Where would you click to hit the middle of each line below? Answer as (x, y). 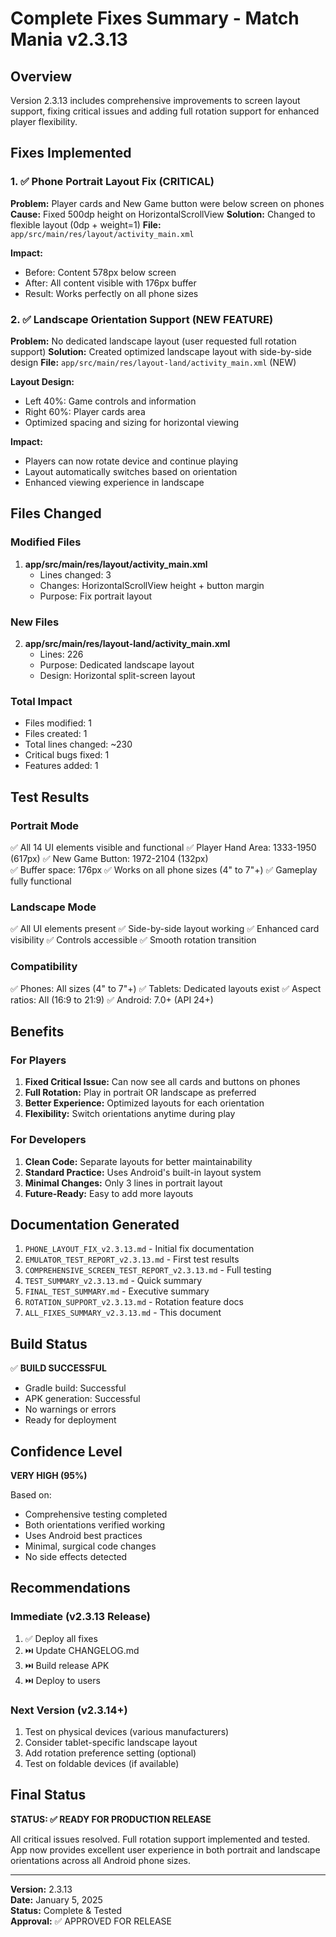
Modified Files (46, 542)
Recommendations (70, 1588)
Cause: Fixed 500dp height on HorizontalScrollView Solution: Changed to (163, 214)
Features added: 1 (61, 766)
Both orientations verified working (95, 1524)
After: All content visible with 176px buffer (110, 283)
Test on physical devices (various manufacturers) (127, 1731)
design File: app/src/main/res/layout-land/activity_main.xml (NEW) (153, 362)
